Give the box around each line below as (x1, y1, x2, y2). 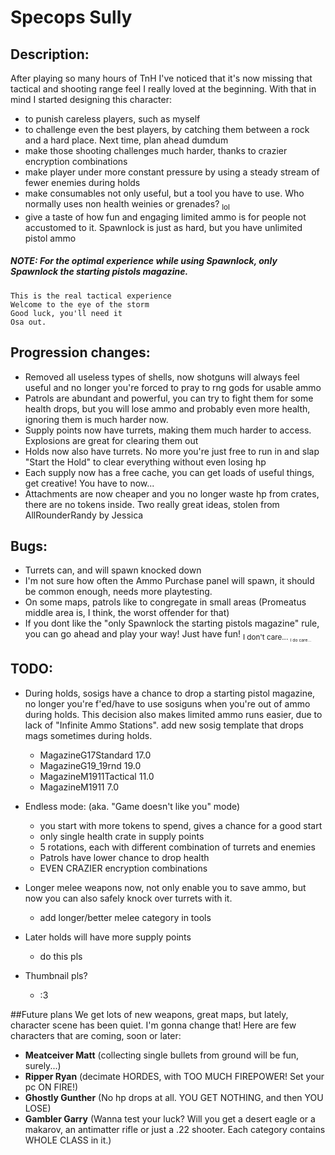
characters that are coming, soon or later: (10, 1029, 182, 1041)
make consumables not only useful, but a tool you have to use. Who (24, 187, 305, 199)
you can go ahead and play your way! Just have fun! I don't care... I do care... (24, 628, 312, 643)
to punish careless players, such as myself (24, 113, 201, 125)
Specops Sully (10, 6, 133, 29)
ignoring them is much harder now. (24, 413, 169, 425)
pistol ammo (24, 232, 77, 244)
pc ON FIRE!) (24, 1081, 79, 1093)
